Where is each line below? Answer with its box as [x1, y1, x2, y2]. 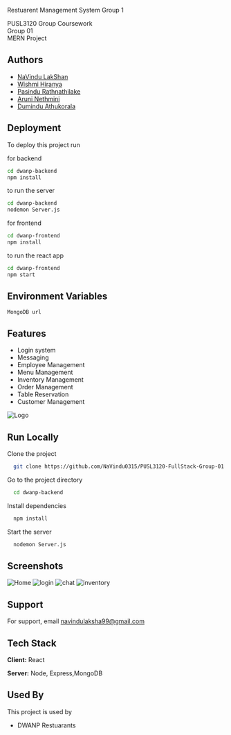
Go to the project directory [7, 475, 83, 484]
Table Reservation [17, 390, 69, 398]
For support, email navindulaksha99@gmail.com [7, 617, 145, 625]
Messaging [17, 353, 50, 362]
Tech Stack [7, 637, 57, 649]
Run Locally [7, 431, 59, 443]
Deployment [7, 122, 62, 134]
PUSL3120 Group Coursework [7, 19, 93, 27]
